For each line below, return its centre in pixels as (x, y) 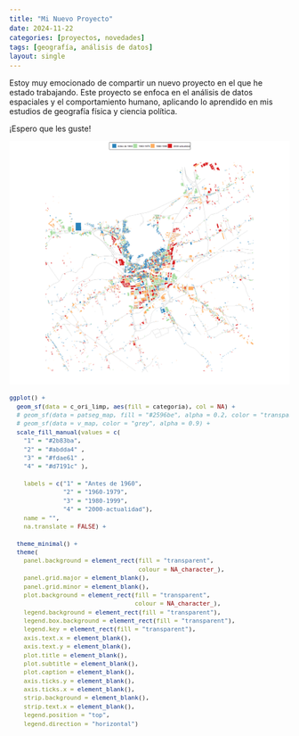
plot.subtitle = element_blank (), (81, 664)
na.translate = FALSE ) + (65, 526)
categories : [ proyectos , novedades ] (77, 37)
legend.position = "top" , (67, 715)
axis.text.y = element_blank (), (77, 647)
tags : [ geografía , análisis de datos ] (81, 47)
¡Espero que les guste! (50, 128)
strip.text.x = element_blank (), (79, 707)
